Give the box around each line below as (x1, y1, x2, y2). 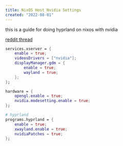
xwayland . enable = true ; (14, 127, 68, 132)
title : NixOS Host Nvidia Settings (5, 7, 81, 13)
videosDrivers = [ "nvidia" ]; (14, 56, 77, 61)
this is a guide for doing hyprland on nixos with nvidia (5, 26, 118, 32)
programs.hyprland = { (5, 117, 54, 122)
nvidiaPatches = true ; (14, 131, 63, 136)
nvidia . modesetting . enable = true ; (14, 98, 91, 103)
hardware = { (5, 89, 33, 94)
